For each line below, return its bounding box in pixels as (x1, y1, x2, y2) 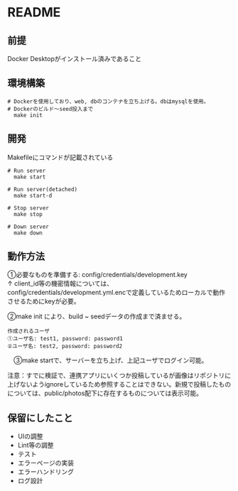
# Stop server (7, 204, 50, 212)
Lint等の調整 (17, 441, 54, 450)
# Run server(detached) (7, 185, 78, 193)
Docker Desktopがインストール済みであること (7, 55, 142, 63)
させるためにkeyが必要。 (7, 297, 80, 306)
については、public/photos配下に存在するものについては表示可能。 (7, 389, 203, 398)
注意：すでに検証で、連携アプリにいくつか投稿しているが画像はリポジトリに (7, 371, 232, 380)
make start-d (13, 192, 53, 199)
